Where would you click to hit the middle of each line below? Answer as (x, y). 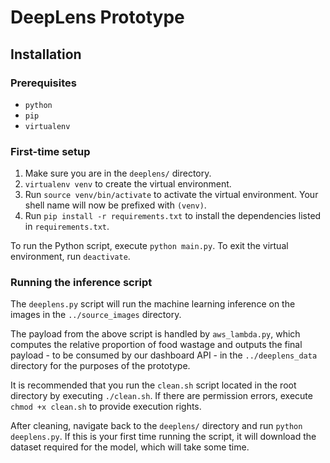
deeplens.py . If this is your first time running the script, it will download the (163, 437)
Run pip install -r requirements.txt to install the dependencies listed (173, 216)
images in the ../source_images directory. (96, 315)
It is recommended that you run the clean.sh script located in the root (153, 385)
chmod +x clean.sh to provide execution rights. (106, 407)
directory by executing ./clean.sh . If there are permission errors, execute (161, 396)
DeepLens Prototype (97, 17)
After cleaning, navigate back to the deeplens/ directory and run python (156, 426)
